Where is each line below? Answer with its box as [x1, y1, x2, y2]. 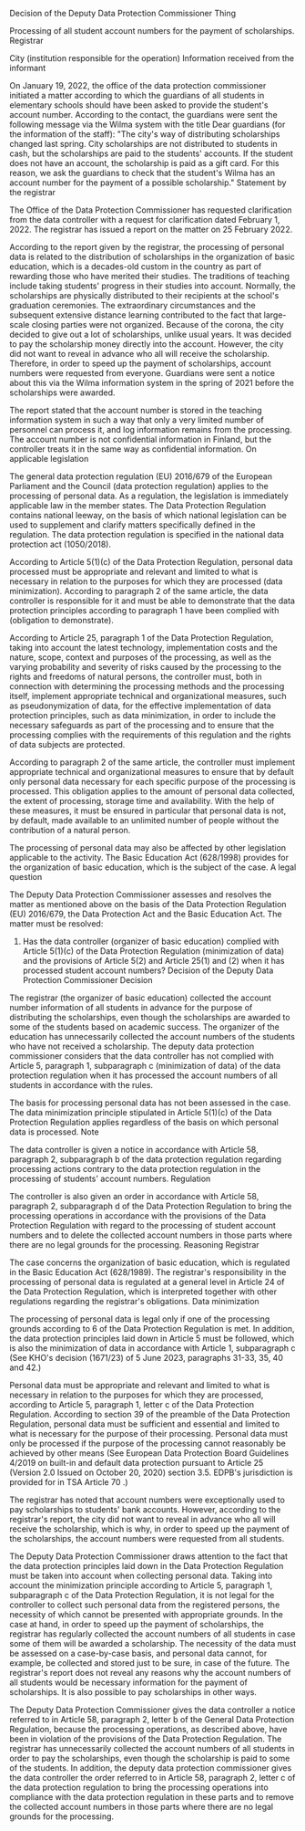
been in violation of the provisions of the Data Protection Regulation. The [9, 1733, 282, 1744]
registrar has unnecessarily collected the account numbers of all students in [9, 1743, 295, 1753]
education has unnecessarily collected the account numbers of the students [9, 1031, 296, 1041]
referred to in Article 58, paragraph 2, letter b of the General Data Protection [9, 1714, 295, 1724]
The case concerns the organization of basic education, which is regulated [9, 1257, 290, 1268]
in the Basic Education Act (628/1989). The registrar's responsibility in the [9, 1267, 287, 1277]
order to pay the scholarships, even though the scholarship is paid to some [9, 1753, 290, 1763]
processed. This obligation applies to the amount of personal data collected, [9, 786, 296, 797]
